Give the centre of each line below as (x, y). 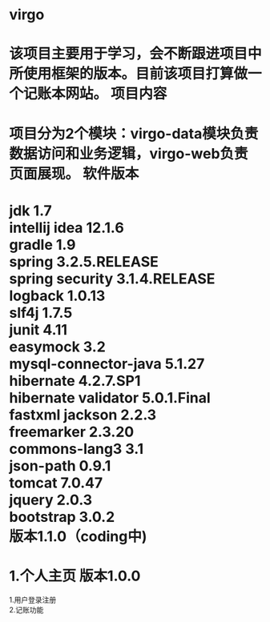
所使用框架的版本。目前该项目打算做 (129, 74)
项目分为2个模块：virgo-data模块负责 (134, 133)
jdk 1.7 (31, 211)
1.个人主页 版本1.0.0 (75, 576)
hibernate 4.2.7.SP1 (75, 381)
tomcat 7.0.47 (56, 483)
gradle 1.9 (42, 245)
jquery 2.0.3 (51, 500)
